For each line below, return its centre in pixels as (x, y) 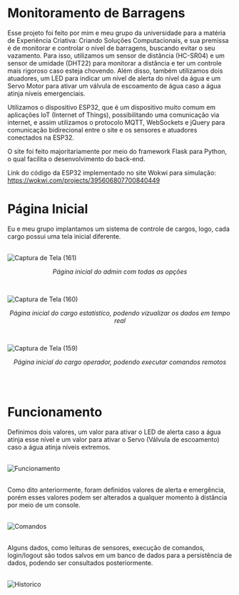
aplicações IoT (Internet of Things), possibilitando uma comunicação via (113, 115)
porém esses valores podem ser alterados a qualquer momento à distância (117, 497)
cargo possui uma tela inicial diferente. (64, 236)
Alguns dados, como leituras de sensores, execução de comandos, (106, 547)
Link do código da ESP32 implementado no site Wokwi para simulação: (112, 172)
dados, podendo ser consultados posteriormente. (80, 563)
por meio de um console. (44, 505)
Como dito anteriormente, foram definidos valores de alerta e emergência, (117, 490)
